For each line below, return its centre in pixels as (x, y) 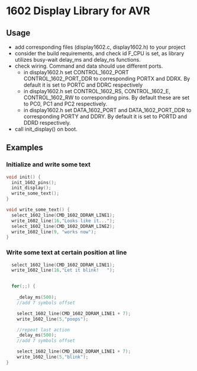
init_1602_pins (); (34, 182)
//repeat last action (43, 330)
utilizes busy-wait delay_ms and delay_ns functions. (77, 60)
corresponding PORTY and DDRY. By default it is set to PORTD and (105, 116)
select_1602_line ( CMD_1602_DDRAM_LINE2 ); (63, 226)
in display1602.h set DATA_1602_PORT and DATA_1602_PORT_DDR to (107, 110)
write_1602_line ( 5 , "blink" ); (53, 357)
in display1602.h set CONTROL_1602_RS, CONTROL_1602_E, (97, 91)
